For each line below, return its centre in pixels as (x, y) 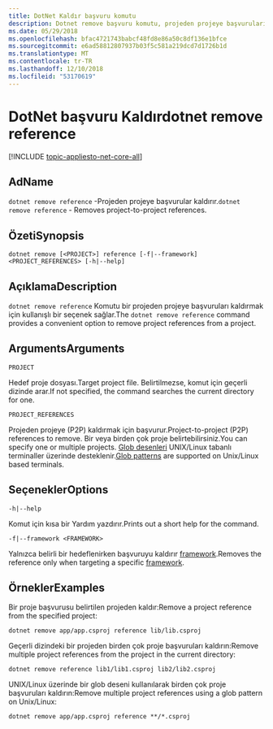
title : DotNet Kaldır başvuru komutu (72, 16)
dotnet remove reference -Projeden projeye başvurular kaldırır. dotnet (125, 202)
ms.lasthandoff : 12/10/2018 (56, 69)
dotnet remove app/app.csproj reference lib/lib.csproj (105, 631)
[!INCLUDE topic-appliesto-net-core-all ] (76, 156)
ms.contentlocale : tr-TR (50, 62)
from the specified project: (53, 616)
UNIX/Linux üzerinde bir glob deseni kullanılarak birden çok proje (117, 684)
